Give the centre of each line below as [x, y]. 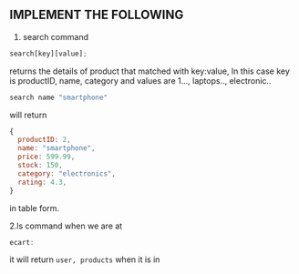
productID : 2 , [44, 140]
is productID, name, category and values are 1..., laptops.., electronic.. [140, 80]
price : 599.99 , [46, 157]
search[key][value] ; [49, 54]
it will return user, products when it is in [85, 259]
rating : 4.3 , [42, 182]
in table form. [35, 208]
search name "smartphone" [58, 97]
